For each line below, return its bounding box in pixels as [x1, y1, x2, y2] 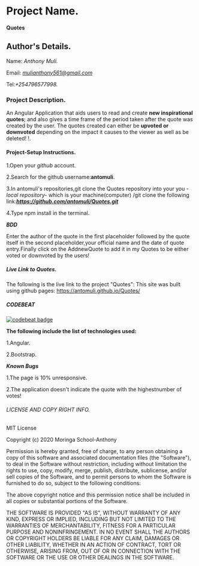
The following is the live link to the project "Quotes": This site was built [6, 281, 181, 288]
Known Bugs [6, 363, 39, 370]
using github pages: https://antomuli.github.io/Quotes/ [6, 287, 140, 295]
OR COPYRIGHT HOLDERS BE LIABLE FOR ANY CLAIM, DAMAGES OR [6, 535, 180, 542]
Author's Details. [6, 41, 71, 52]
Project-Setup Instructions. [6, 148, 76, 155]
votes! [6, 392, 22, 400]
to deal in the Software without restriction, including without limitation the [6, 460, 187, 468]
